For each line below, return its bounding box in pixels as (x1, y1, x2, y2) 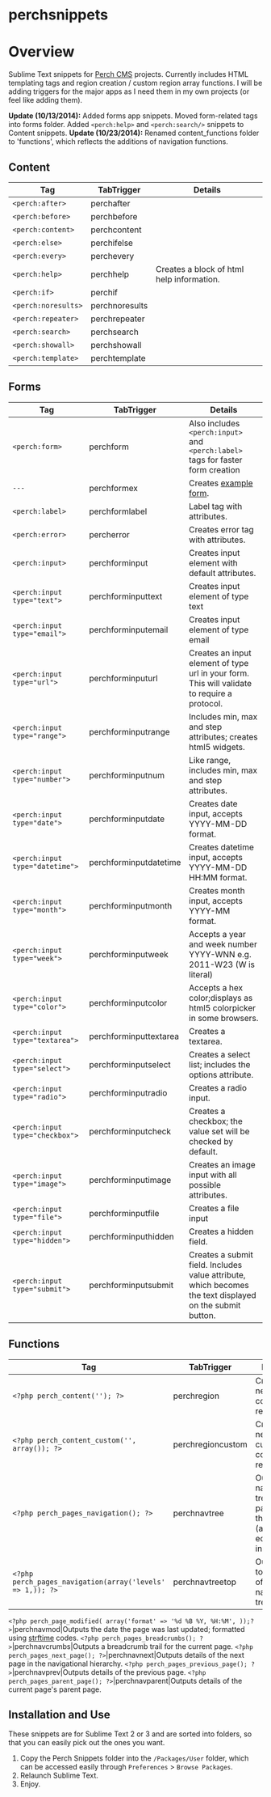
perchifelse (90, 237, 133, 248)
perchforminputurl (88, 672, 159, 684)
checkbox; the (189, 1115, 244, 1126)
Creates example (189, 477, 253, 489)
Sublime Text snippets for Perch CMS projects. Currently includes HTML (8, 70, 248, 79)
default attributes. (189, 567, 256, 579)
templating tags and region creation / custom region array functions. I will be (8, 78, 263, 88)
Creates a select (189, 1049, 251, 1060)
